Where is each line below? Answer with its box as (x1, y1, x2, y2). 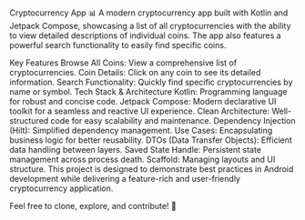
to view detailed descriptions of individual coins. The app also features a (9, 30, 281, 41)
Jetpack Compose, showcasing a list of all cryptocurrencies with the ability (9, 21, 291, 31)
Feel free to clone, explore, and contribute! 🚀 (9, 201, 178, 211)
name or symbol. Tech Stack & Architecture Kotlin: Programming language (9, 86, 288, 97)
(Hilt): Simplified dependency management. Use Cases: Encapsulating (9, 125, 273, 135)
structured (9, 115, 49, 125)
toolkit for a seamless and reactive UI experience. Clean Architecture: (9, 105, 270, 116)
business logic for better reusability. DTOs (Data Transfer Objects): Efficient (9, 135, 293, 145)
